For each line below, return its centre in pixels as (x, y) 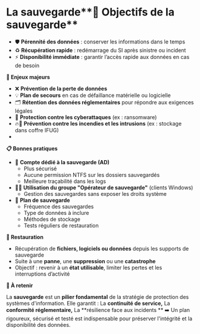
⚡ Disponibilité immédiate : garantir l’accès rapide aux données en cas (102, 57)
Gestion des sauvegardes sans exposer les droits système (95, 193)
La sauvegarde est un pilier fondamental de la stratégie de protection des (98, 296)
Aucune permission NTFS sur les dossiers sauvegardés (92, 174)
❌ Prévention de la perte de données (61, 88)
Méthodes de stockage (52, 219)
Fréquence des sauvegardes (59, 206)
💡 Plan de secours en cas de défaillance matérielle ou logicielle (93, 95)
